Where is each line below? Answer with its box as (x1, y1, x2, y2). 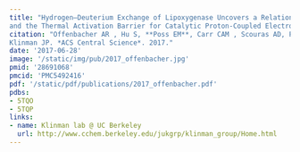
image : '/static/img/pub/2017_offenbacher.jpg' (9, 55, 190, 63)
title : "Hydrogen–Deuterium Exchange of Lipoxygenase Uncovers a (9, 13, 257, 22)
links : (9, 113, 34, 122)
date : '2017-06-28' (9, 46, 82, 55)
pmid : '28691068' (9, 63, 74, 72)
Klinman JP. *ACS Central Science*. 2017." (9, 38, 174, 47)
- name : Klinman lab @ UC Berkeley (9, 122, 142, 131)
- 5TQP (9, 105, 34, 114)
